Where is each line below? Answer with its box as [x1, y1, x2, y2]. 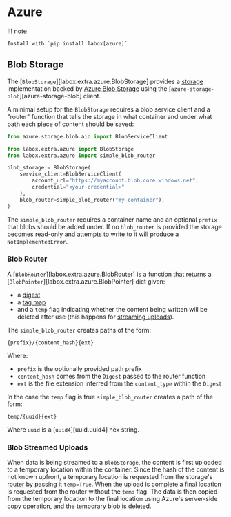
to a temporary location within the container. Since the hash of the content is [7, 465, 225, 474]
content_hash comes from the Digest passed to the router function [17, 372, 206, 380]
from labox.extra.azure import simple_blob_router [7, 152, 156, 159]
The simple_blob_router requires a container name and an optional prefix [7, 215, 218, 224]
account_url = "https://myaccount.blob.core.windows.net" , [32, 177, 199, 184]
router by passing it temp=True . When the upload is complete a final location [7, 480, 222, 489]
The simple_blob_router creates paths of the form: [7, 326, 152, 334]
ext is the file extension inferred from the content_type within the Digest [17, 379, 222, 388]
